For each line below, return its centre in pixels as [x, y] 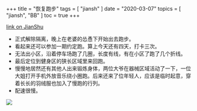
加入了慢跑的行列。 [80, 83]
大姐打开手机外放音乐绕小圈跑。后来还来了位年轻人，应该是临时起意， [100, 76]
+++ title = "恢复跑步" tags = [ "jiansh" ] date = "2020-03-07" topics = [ [94, 9]
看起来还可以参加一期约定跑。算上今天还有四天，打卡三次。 [87, 46]
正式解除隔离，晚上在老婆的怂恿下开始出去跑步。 [74, 39]
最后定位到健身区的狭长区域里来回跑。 [61, 61]
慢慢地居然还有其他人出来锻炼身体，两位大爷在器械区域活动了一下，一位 [103, 68]
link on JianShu [25, 27]
